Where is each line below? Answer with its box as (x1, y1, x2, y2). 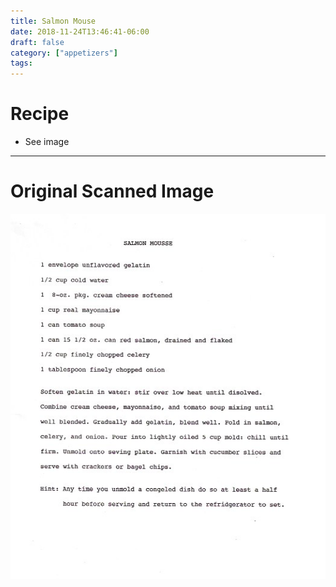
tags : (10, 58, 33, 69)
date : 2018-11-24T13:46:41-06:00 (10, 26, 150, 37)
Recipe (10, 103, 70, 125)
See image (24, 136, 70, 148)
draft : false (10, 37, 65, 47)
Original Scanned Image (10, 180, 215, 203)
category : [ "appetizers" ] (10, 48, 118, 58)
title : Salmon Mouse (10, 16, 97, 26)
